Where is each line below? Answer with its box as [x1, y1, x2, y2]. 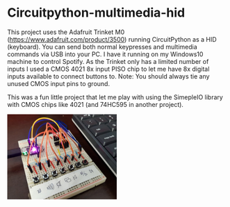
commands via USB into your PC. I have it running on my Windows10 [7, 50, 204, 58]
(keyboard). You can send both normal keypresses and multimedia [7, 42, 198, 51]
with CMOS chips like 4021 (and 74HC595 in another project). [7, 100, 184, 108]
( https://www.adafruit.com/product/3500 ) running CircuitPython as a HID [7, 35, 217, 43]
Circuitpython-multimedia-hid [7, 5, 186, 21]
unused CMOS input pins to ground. [7, 79, 110, 88]
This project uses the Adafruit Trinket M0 [7, 28, 125, 36]
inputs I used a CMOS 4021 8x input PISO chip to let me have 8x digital [7, 65, 210, 73]
